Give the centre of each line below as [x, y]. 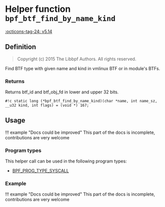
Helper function [38, 9]
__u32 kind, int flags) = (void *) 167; [47, 105]
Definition [20, 47]
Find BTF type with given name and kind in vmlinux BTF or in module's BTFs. [82, 68]
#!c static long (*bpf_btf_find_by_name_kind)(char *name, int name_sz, [81, 101]
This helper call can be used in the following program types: [66, 161]
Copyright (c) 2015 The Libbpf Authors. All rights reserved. [77, 59]
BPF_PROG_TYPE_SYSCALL [40, 171]
